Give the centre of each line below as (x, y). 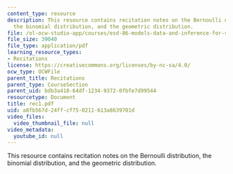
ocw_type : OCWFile (34, 71)
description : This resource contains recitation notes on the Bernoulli (114, 20)
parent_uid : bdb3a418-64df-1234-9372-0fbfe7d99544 (82, 91)
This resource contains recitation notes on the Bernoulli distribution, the (110, 156)
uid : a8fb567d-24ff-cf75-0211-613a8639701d (71, 110)
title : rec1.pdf (31, 104)
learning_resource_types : (44, 53)
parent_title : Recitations (46, 78)
